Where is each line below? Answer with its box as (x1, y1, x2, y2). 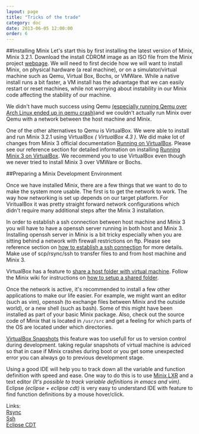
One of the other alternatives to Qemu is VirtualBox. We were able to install (6, 127, 189, 134)
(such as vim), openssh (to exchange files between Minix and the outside (6, 298, 185, 306)
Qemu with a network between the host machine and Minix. (6, 115, 152, 122)
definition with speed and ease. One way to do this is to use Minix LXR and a (6, 372, 194, 379)
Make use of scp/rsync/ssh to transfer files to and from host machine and (6, 250, 187, 257)
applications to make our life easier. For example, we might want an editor (6, 292, 187, 299)
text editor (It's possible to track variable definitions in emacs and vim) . (6, 378, 181, 385)
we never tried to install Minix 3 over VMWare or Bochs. (6, 159, 143, 166)
